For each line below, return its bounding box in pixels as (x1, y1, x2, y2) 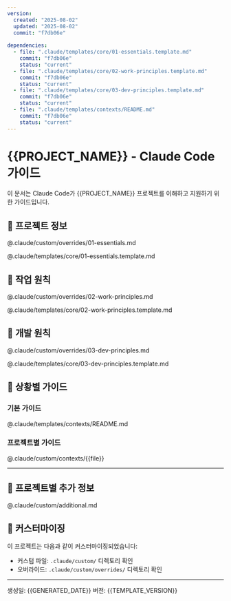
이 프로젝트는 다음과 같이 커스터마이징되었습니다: (7, 542, 138, 551)
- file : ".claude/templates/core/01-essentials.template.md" (13, 49, 192, 56)
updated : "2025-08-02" (13, 23, 78, 30)
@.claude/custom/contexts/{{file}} (7, 454, 104, 462)
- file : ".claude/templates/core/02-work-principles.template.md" (13, 67, 208, 74)
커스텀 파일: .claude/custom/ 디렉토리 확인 (16, 557, 133, 565)
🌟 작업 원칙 (7, 273, 52, 286)
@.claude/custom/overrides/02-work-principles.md (7, 293, 153, 301)
